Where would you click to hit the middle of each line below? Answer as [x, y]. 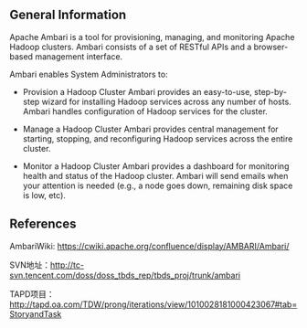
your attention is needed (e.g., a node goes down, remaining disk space [158, 185]
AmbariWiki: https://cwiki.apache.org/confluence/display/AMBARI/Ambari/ [149, 246]
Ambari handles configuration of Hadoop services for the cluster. [145, 111]
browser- [271, 47]
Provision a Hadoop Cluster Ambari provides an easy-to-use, [138, 91]
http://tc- [67, 265]
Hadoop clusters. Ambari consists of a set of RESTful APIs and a [131, 47]
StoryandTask [36, 313]
